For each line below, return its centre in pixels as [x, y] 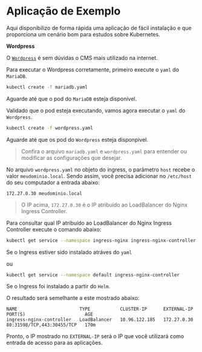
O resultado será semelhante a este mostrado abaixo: [73, 298]
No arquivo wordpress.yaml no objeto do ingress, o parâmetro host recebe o [101, 169]
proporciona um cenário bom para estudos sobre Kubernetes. [83, 34]
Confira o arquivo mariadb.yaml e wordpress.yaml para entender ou [104, 151]
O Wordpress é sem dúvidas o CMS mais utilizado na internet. [82, 58]
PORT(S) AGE [50, 314]
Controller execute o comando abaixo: [54, 229]
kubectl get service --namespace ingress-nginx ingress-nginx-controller [101, 241]
